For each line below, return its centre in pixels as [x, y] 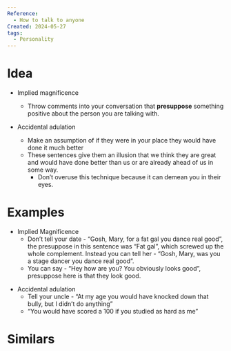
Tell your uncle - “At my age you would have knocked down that [118, 296]
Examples [36, 213]
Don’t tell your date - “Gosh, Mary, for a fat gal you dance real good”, [125, 239]
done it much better [56, 148]
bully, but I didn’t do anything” [70, 304]
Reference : [23, 13]
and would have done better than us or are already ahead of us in [120, 163]
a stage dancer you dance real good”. [81, 261]
